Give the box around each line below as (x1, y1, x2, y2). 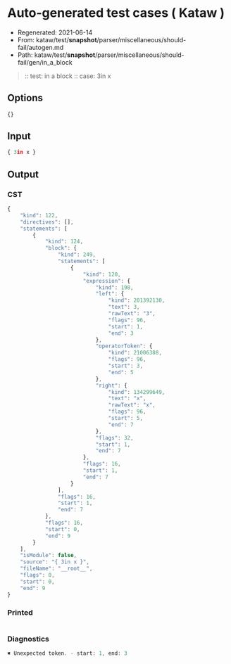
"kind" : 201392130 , (108, 297, 166, 304)
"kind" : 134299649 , (108, 388, 166, 395)
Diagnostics (7, 634, 49, 644)
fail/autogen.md (17, 43, 64, 51)
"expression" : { (82, 277, 131, 284)
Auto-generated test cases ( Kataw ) (7, 5, 225, 21)
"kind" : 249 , (57, 251, 96, 258)
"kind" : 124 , (44, 238, 83, 245)
